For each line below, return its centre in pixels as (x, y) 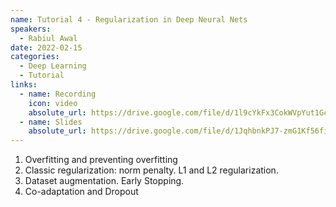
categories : (35, 57)
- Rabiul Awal (48, 38)
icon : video (53, 103)
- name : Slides (51, 122)
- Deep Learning (53, 66)
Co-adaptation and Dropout (81, 192)
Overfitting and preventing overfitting (101, 160)
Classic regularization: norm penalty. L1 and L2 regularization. (151, 170)
